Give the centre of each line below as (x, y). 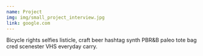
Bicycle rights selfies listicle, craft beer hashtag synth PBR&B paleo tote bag (101, 40)
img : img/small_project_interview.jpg (55, 17)
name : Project (24, 12)
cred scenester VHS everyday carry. (52, 46)
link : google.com (28, 23)
